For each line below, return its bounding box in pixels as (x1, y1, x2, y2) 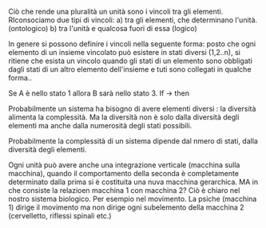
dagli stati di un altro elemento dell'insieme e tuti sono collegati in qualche (8, 65, 252, 74)
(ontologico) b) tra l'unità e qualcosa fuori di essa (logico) (8, 24, 197, 33)
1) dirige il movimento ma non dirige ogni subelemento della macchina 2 (8, 202, 245, 212)
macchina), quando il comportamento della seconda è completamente (8, 169, 240, 178)
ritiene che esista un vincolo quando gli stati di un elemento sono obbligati (8, 56, 253, 65)
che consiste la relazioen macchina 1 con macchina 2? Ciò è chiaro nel (8, 186, 240, 195)
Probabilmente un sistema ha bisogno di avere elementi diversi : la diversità (8, 104, 256, 113)
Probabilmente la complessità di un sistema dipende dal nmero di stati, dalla (8, 136, 258, 146)
